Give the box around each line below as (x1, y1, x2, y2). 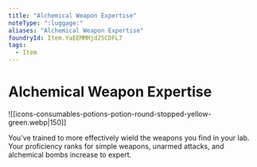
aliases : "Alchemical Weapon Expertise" (8, 26, 145, 34)
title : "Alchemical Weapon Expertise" (8, 11, 137, 20)
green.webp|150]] (8, 117, 67, 127)
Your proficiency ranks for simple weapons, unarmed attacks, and (8, 141, 224, 151)
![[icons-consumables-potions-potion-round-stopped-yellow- (8, 109, 212, 118)
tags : (8, 41, 26, 49)
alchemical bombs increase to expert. (8, 150, 132, 159)
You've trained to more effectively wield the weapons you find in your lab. (8, 133, 250, 142)
